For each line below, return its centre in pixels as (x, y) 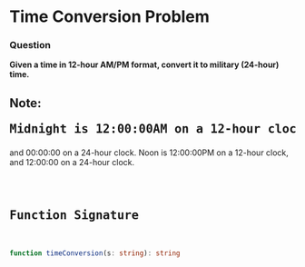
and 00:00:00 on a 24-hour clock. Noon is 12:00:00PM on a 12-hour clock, (149, 153)
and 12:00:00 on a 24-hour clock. (72, 162)
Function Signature (74, 216)
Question (30, 45)
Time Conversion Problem (110, 17)
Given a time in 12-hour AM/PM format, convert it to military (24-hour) (144, 64)
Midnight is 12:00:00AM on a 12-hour (135, 129)
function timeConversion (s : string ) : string (95, 253)
